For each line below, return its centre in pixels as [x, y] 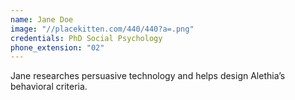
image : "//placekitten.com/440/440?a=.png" [102, 29]
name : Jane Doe [42, 19]
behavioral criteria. [49, 87]
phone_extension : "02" [57, 47]
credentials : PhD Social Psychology [86, 38]
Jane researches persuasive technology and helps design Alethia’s [148, 76]
